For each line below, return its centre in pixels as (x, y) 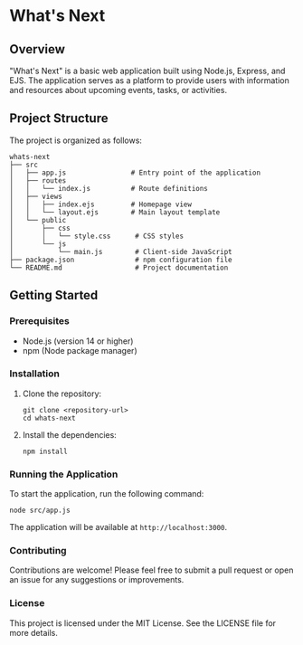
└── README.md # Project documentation (119, 268)
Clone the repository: (62, 394)
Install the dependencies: (70, 434)
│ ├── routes (38, 180)
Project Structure (59, 119)
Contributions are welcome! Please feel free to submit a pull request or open (151, 570)
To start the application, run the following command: (107, 494)
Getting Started (54, 295)
